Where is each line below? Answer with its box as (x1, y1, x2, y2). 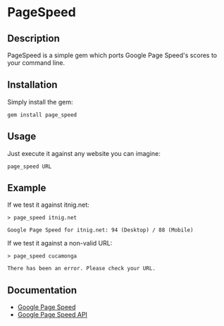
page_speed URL (7, 163, 52, 170)
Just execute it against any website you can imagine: (7, 149, 161, 157)
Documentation (7, 284, 77, 296)
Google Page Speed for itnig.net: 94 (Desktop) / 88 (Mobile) (7, 227, 194, 234)
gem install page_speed (7, 111, 77, 119)
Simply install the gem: (7, 97, 73, 106)
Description (7, 32, 60, 44)
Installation (7, 79, 58, 91)
